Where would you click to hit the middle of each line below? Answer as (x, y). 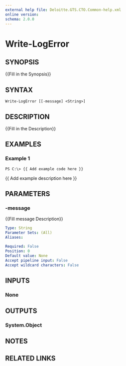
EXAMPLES (23, 145)
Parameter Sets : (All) (29, 233)
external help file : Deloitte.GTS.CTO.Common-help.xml (63, 10)
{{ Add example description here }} (41, 178)
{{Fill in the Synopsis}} (28, 74)
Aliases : (14, 238)
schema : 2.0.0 (20, 19)
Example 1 (18, 159)
